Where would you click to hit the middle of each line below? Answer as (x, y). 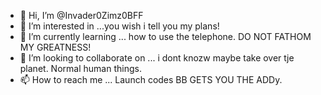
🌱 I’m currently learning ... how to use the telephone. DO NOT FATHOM (165, 36)
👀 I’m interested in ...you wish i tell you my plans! (119, 26)
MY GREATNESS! (55, 47)
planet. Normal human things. (80, 68)
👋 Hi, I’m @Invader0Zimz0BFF (81, 15)
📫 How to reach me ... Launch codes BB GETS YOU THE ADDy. (151, 79)
